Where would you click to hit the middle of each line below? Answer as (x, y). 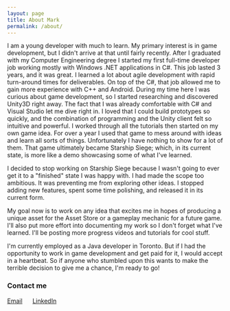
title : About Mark (33, 20)
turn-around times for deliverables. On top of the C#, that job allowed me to (114, 82)
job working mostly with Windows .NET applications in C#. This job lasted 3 (114, 68)
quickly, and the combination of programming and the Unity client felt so (110, 119)
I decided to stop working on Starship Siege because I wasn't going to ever (113, 168)
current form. (26, 198)
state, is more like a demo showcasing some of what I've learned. (100, 155)
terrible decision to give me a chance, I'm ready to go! (83, 268)
